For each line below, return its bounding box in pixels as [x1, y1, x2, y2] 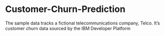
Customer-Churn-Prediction [5, 3, 126, 15]
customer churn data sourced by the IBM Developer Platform [5, 25, 131, 31]
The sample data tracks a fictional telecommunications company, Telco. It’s [5, 20, 160, 26]
